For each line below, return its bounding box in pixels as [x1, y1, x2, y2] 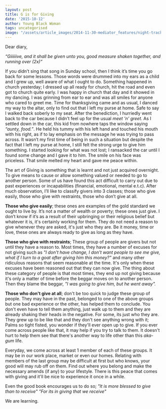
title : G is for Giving [5, 12, 54, 17]
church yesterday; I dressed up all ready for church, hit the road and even [5, 84, 155, 90]
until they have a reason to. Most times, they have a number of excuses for [5, 244, 157, 250]
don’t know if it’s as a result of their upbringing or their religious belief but [5, 214, 155, 219]
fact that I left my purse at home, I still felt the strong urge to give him [5, 142, 146, 147]
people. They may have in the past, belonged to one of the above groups [5, 296, 154, 302]
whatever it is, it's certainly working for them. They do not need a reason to [5, 219, 158, 225]
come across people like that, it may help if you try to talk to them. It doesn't [5, 327, 160, 333]
